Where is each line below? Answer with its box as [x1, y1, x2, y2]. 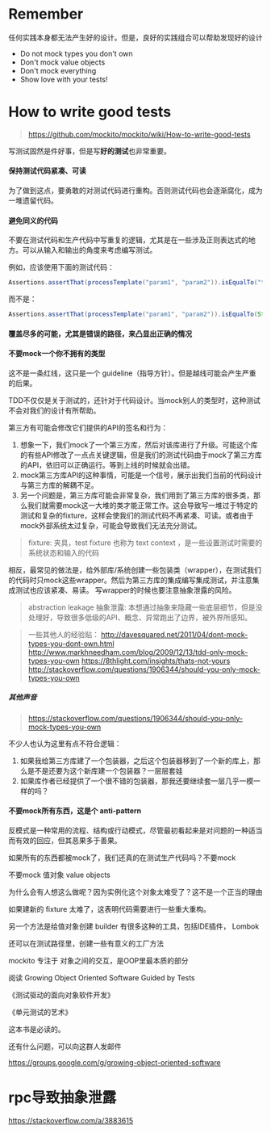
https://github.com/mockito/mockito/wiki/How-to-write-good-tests [27, 129, 252, 139]
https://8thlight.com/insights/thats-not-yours [81, 656, 231, 665]
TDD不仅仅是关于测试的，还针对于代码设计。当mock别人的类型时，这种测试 [8, 395, 261, 405]
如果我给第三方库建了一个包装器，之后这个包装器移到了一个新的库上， [19, 756, 254, 766]
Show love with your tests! [19, 74, 108, 84]
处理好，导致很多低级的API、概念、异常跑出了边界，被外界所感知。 [27, 612, 252, 622]
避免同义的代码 [8, 216, 58, 225]
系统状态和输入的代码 [27, 548, 99, 557]
